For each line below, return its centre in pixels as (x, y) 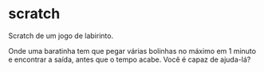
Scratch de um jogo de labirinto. (61, 36)
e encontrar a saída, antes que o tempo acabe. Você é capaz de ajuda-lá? (130, 59)
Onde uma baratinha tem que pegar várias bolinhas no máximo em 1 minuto (132, 51)
